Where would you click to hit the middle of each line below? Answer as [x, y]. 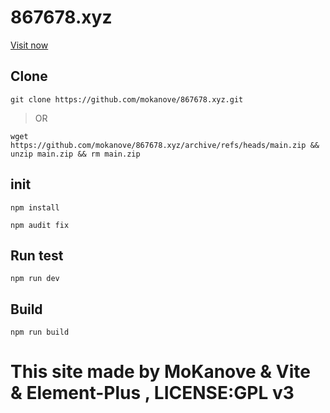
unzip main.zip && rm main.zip [75, 154]
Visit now [29, 45]
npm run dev [35, 279]
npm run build [40, 332]
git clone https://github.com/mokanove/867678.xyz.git [127, 99]
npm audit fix [40, 225]
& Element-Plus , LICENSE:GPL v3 [152, 393]
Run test [37, 255]
